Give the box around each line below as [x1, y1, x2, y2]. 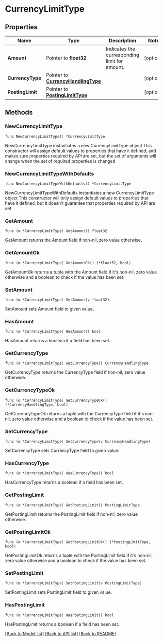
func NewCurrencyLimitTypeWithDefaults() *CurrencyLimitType [5, 181, 131, 186]
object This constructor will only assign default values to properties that [5, 195, 149, 201]
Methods [5, 108, 33, 117]
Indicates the [106, 45, 136, 52]
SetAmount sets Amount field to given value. [5, 306, 94, 311]
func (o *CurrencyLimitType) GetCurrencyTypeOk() [5, 398, 108, 403]
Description [109, 38, 137, 44]
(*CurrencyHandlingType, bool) [5, 402, 68, 407]
